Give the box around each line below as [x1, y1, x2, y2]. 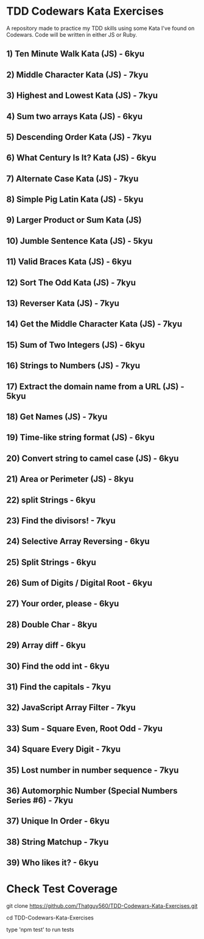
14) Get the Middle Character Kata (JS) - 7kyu [6, 319, 183, 330]
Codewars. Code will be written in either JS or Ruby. [6, 31, 137, 38]
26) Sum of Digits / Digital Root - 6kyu [6, 578, 153, 588]
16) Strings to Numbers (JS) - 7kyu [6, 361, 140, 371]
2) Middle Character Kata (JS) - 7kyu [6, 69, 149, 80]
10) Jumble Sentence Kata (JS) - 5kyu [6, 235, 153, 246]
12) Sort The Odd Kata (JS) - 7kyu [6, 277, 136, 288]
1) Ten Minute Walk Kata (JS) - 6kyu [6, 49, 145, 59]
